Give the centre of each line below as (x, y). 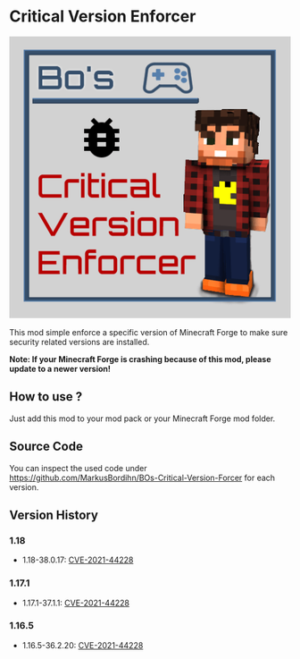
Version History (54, 515)
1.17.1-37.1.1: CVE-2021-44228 (75, 603)
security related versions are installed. (79, 342)
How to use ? (46, 397)
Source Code (46, 447)
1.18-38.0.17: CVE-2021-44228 (78, 560)
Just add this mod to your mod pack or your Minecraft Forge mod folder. (142, 418)
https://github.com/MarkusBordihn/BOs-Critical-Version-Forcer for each (142, 477)
